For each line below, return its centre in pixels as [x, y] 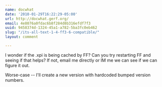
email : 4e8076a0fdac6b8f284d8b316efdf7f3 [48, 23]
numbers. [15, 80]
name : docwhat [20, 10]
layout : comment [22, 37]
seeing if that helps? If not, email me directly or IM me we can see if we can [81, 60]
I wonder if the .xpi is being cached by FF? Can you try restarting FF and [78, 55]
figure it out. [17, 65]
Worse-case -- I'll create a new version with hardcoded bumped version [78, 75]
